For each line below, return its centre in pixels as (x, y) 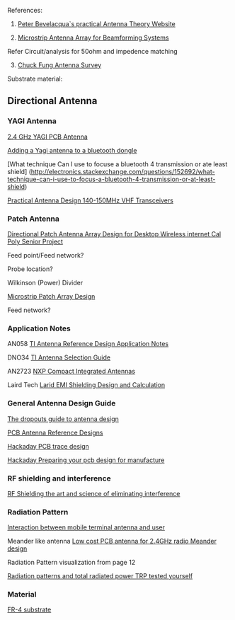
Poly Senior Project (35, 241)
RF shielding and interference (59, 478)
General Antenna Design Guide (62, 403)
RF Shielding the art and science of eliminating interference (94, 493)
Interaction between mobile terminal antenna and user (86, 527)
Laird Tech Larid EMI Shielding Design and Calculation (86, 385)
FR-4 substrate (29, 610)
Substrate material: (35, 79)
